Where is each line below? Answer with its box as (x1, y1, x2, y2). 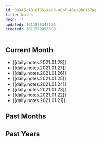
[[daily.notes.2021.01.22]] (12, 92, 66, 98)
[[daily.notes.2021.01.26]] (12, 70, 66, 76)
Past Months (5, 112, 47, 121)
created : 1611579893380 (5, 27, 56, 32)
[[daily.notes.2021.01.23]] (12, 86, 66, 92)
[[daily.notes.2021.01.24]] (12, 80, 66, 87)
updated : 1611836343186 (5, 22, 56, 27)
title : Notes (5, 12, 33, 17)
